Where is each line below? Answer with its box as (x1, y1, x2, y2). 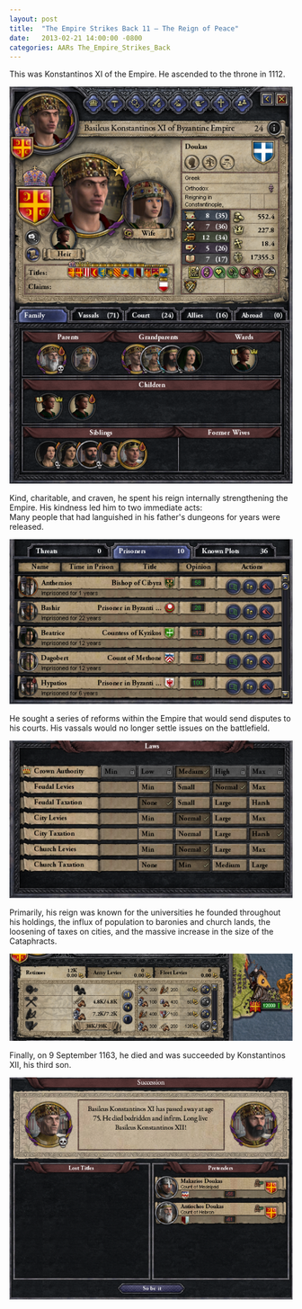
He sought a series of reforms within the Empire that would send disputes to (9, 713, 291, 723)
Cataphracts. (9, 936, 58, 946)
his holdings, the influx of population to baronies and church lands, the (9, 916, 271, 927)
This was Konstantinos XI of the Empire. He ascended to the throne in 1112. (9, 68, 286, 80)
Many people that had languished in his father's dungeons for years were (9, 512, 280, 523)
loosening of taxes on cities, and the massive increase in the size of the (9, 926, 274, 937)
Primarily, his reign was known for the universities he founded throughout (9, 907, 281, 918)
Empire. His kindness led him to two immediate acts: (9, 502, 203, 513)
